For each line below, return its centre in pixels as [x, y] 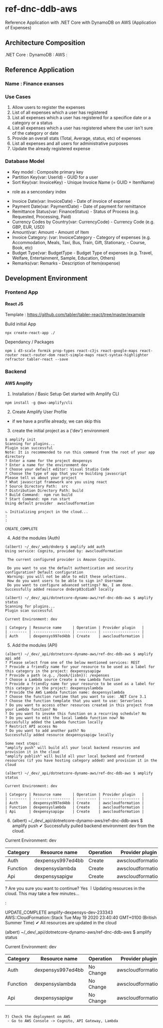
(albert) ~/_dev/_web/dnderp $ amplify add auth [55, 547]
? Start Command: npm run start [38, 499]
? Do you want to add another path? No [45, 731]
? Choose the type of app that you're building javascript [66, 474]
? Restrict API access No [31, 727]
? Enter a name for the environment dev [47, 465]
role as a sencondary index [39, 192]
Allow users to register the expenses [49, 107]
